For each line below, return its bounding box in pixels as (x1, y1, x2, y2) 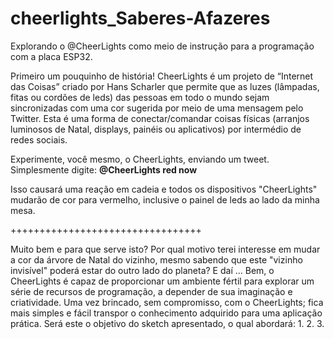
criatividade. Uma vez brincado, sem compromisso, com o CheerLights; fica (10, 296, 324, 308)
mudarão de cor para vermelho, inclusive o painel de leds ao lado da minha (10, 193, 320, 206)
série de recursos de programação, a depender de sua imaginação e (10, 285, 293, 297)
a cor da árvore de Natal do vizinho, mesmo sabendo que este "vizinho (10, 253, 303, 266)
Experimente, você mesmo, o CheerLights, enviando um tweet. (10, 153, 270, 165)
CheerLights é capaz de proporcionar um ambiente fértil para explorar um (10, 275, 315, 287)
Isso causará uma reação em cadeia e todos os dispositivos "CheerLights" (10, 183, 318, 195)
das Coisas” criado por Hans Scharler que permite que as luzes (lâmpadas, (10, 80, 320, 92)
